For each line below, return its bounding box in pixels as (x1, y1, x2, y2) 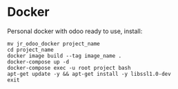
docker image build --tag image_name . (7, 52, 122, 59)
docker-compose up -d (7, 58, 70, 66)
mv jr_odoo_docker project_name (7, 40, 100, 47)
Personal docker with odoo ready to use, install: (7, 27, 143, 35)
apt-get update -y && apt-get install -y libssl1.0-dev (7, 70, 171, 77)
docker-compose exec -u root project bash (7, 64, 131, 71)
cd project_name (7, 46, 54, 53)
